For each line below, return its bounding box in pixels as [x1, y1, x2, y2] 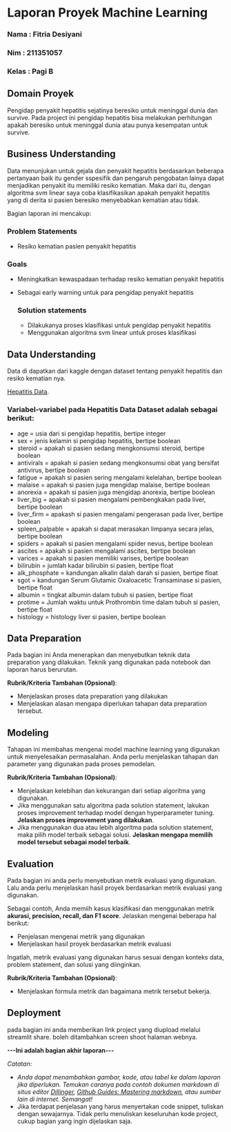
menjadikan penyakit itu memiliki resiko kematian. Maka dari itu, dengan [7, 181, 212, 189]
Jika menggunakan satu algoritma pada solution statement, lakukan [17, 801, 210, 810]
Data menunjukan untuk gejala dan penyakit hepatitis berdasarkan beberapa [7, 166, 224, 175]
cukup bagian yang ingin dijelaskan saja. [17, 1117, 132, 1125]
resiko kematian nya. [7, 374, 66, 382]
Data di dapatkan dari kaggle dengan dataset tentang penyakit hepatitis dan [7, 367, 223, 375]
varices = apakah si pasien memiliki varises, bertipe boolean [17, 554, 189, 562]
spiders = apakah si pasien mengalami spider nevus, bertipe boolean [17, 539, 214, 547]
